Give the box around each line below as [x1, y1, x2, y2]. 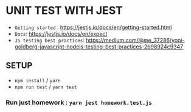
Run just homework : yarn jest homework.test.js [5, 98, 153, 107]
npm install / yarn [14, 76, 61, 84]
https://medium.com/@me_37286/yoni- [85, 36, 185, 44]
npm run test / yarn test [14, 83, 77, 90]
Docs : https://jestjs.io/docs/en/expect [14, 30, 108, 37]
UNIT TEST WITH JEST [5, 4, 123, 18]
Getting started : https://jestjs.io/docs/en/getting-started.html [14, 24, 172, 31]
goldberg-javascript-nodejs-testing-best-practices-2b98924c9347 [14, 43, 184, 50]
